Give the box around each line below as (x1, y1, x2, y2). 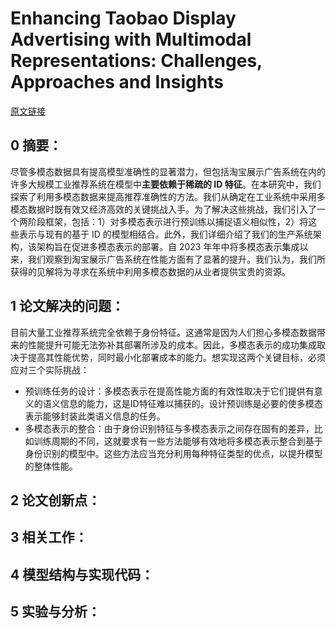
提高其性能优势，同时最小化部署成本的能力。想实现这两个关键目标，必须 (27, 351, 326, 363)
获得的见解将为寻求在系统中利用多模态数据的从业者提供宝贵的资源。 (10, 265, 291, 277)
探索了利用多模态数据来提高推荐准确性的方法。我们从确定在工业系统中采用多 (10, 190, 326, 202)
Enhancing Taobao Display (10, 7, 237, 30)
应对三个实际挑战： (10, 363, 90, 376)
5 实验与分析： (10, 603, 102, 621)
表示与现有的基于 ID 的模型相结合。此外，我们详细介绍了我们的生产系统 (18, 228, 313, 240)
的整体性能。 (24, 460, 78, 472)
